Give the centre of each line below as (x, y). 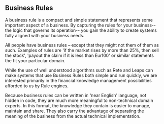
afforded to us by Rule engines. (37, 86)
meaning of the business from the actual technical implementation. (73, 116)
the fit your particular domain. (35, 60)
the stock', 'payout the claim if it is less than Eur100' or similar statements (80, 55)
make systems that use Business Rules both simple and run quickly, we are (81, 75)
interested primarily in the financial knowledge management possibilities (78, 80)
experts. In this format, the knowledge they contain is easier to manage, (78, 105)
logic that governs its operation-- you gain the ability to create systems (85, 30)
